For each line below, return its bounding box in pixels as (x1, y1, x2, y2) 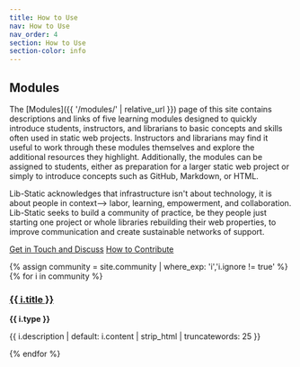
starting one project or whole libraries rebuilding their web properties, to (9, 217, 277, 228)
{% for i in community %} (9, 271, 103, 282)
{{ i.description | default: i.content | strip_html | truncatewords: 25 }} (9, 331, 261, 342)
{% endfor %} (9, 348, 61, 360)
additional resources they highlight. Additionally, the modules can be (9, 151, 263, 162)
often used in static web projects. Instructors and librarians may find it (9, 132, 269, 143)
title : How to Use (9, 13, 78, 22)
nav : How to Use (9, 22, 70, 31)
